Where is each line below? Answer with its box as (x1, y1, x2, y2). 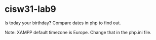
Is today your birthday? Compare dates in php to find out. (4, 20, 121, 26)
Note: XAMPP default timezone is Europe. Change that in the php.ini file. (4, 29, 152, 35)
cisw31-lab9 (4, 3, 56, 15)
